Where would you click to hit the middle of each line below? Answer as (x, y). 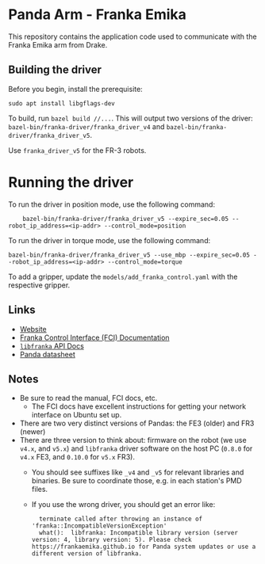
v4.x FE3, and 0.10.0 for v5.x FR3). (77, 457)
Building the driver (55, 70)
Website (33, 329)
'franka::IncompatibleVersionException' (99, 526)
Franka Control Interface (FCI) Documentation (94, 337)
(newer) (33, 432)
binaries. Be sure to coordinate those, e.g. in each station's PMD (136, 481)
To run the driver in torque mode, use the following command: (109, 240)
